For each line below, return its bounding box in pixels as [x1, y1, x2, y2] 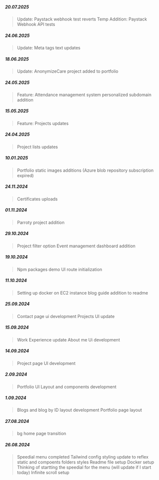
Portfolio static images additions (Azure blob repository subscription [17, 167, 154, 173]
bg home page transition [17, 431, 67, 437]
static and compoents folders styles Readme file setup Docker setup [17, 459, 155, 465]
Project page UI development [17, 360, 76, 366]
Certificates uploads [17, 196, 58, 202]
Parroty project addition [17, 220, 65, 225]
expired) [17, 172, 34, 178]
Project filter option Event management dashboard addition [17, 243, 136, 249]
